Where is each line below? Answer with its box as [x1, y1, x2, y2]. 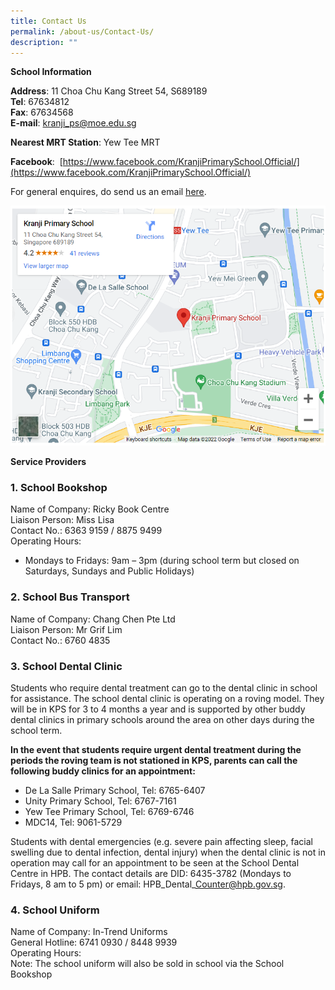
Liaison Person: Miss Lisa [10, 514, 115, 526]
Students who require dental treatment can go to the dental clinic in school [10, 681, 318, 694]
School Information [10, 66, 92, 78]
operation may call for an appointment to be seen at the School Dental [10, 856, 300, 869]
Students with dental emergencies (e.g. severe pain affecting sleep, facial [10, 835, 313, 847]
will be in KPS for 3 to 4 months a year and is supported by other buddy [10, 703, 306, 715]
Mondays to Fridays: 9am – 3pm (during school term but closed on [24, 555, 300, 567]
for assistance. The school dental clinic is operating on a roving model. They [10, 692, 325, 704]
